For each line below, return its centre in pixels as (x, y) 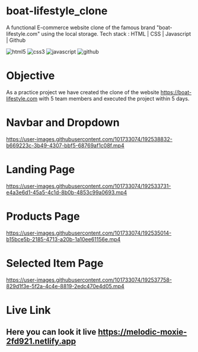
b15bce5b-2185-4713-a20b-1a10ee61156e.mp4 (63, 239)
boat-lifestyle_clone (57, 11)
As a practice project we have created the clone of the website (83, 92)
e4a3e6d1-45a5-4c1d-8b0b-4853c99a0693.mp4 (67, 192)
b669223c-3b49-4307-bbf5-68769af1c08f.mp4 (65, 145)
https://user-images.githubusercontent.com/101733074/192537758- (89, 280)
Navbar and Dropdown (63, 123)
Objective (31, 76)
